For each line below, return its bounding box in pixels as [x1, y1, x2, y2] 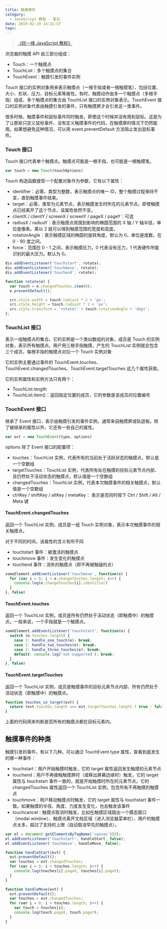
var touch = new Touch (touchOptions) [5, 168, 83, 174]
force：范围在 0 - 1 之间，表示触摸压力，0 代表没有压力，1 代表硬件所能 [12, 245, 160, 251]
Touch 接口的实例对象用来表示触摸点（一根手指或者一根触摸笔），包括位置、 [5, 84, 161, 90]
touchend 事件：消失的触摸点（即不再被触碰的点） [12, 561, 116, 567]
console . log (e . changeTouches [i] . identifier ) [14, 580, 108, 586]
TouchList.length [12, 386, 47, 392]
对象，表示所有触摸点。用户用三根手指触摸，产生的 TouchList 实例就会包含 [5, 343, 159, 349]
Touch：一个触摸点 [12, 61, 52, 67]
